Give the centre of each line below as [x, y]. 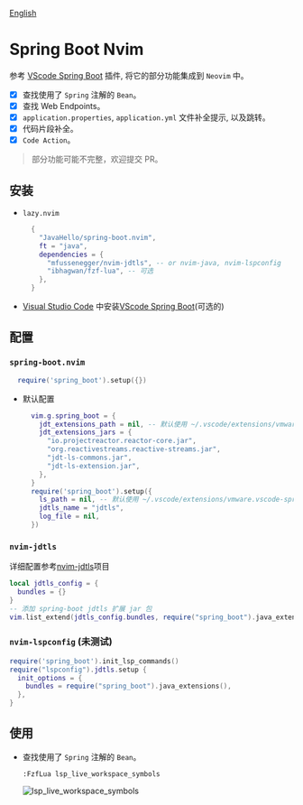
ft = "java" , [64, 246]
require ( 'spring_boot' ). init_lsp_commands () [94, 661]
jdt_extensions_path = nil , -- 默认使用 [113, 424]
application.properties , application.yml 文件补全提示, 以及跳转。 [146, 117]
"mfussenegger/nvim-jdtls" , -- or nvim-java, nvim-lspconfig [164, 263]
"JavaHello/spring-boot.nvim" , [98, 237]
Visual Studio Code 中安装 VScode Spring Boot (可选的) [123, 307]
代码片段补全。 [50, 129]
